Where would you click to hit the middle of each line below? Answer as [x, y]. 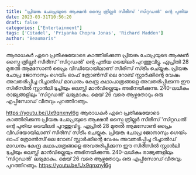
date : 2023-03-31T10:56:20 [39, 17]
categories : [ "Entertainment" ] [44, 28]
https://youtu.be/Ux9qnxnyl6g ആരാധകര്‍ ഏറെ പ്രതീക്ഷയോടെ [83, 113]
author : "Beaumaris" [31, 38]
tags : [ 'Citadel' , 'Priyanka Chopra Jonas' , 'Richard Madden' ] [85, 33]
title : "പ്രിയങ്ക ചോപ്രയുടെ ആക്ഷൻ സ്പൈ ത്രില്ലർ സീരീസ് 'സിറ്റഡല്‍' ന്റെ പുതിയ [97, 11]
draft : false [22, 22]
